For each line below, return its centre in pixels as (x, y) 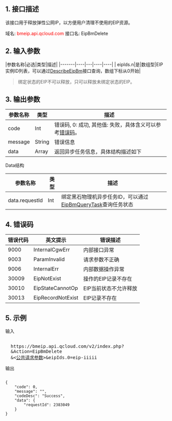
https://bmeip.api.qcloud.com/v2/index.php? (67, 346)
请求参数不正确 (101, 260)
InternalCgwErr (52, 250)
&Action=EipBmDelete (36, 352)
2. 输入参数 (23, 51)
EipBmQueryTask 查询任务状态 (97, 205)
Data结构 (15, 165)
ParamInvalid (49, 259)
